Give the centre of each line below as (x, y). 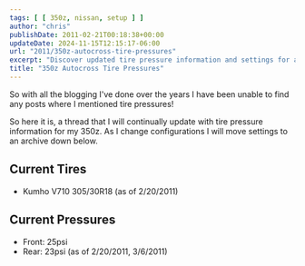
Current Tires (48, 169)
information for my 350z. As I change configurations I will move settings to (149, 131)
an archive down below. (54, 141)
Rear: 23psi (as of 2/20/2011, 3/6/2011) (95, 251)
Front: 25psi (45, 241)
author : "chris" (40, 26)
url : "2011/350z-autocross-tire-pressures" (93, 52)
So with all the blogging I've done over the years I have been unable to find (149, 94)
